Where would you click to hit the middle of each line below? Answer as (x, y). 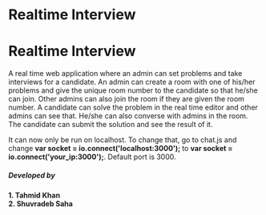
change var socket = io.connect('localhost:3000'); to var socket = (121, 149)
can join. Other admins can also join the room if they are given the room (126, 99)
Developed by (32, 175)
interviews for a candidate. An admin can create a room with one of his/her (132, 82)
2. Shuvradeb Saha (41, 204)
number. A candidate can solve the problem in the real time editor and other (133, 107)
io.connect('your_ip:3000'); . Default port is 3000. (92, 157)
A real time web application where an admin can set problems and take (125, 74)
